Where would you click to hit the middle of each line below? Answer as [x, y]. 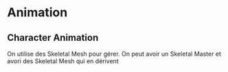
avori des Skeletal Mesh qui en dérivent [63, 61]
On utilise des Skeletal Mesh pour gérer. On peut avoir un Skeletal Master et [114, 54]
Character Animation [53, 38]
